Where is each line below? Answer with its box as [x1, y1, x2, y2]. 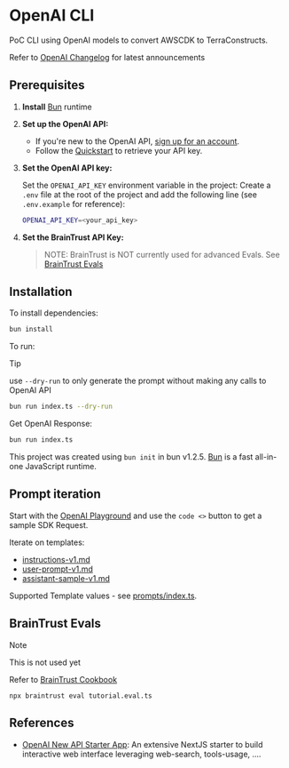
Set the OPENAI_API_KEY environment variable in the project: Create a [21, 180, 271, 190]
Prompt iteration [9, 486, 102, 502]
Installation [9, 284, 73, 300]
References [9, 716, 74, 731]
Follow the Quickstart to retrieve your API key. [35, 145, 203, 156]
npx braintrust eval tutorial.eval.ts [9, 691, 152, 700]
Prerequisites [9, 77, 85, 93]
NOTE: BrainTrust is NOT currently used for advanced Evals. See [43, 249, 281, 260]
